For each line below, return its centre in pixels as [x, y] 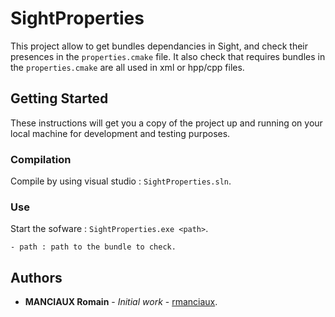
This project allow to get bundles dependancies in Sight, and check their [159, 46]
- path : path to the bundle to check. [93, 247]
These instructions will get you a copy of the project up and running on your [166, 123]
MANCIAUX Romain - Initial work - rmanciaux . [121, 302]
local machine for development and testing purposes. [120, 133]
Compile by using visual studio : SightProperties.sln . [121, 181]
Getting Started [59, 98]
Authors [36, 277]
